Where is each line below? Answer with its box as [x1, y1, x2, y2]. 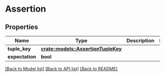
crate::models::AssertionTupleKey [41, 45, 122, 52]
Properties [5, 23, 38, 31]
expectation [7, 54, 36, 60]
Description [126, 38, 155, 44]
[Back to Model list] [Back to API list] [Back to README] [5, 66, 118, 72]
